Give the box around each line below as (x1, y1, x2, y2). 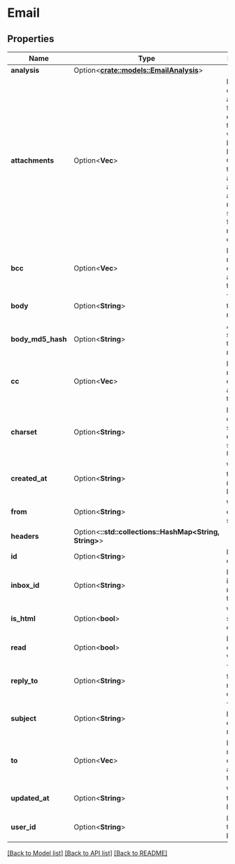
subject (10, 713, 37, 723)
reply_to (10, 676, 38, 685)
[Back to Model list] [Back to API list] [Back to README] (7, 849, 168, 857)
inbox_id (10, 580, 40, 590)
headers (10, 531, 40, 541)
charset (10, 427, 37, 437)
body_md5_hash (10, 334, 68, 344)
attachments (10, 156, 55, 165)
